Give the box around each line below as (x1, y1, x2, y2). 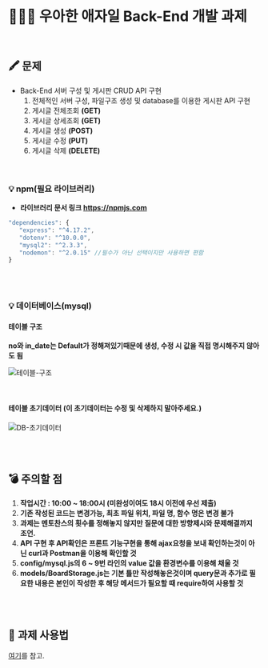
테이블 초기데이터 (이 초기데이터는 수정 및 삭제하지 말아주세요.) (8, 403, 202, 413)
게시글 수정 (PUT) (31, 135, 89, 145)
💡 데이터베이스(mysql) (8, 301, 92, 312)
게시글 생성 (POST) (31, 126, 94, 135)
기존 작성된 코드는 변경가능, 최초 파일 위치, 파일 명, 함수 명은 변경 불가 (19, 509, 234, 518)
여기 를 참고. (8, 651, 46, 661)
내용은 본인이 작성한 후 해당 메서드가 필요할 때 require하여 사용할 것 (34, 578, 244, 588)
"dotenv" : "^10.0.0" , (18, 234, 91, 242)
